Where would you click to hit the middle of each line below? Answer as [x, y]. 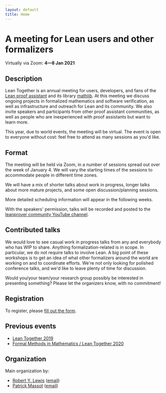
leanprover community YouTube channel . [47, 215]
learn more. [17, 122]
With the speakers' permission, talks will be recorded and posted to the [78, 209]
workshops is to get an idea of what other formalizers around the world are [82, 258]
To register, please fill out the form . [41, 311]
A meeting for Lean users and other [80, 39]
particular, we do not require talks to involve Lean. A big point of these [77, 252]
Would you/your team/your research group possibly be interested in [74, 278]
